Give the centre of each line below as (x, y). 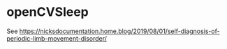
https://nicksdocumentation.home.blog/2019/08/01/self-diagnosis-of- (120, 31)
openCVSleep (47, 12)
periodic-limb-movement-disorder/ (57, 38)
